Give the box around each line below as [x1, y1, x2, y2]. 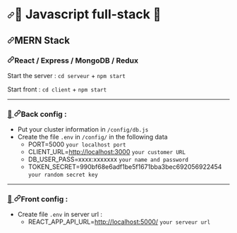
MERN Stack [14, 34, 71, 46]
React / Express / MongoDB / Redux [14, 56, 139, 65]
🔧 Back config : [7, 109, 67, 119]
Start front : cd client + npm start [7, 84, 107, 94]
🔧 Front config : [7, 194, 68, 204]
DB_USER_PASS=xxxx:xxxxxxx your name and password [28, 155, 189, 164]
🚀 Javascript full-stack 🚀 [14, 6, 162, 23]
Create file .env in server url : [17, 210, 103, 219]
